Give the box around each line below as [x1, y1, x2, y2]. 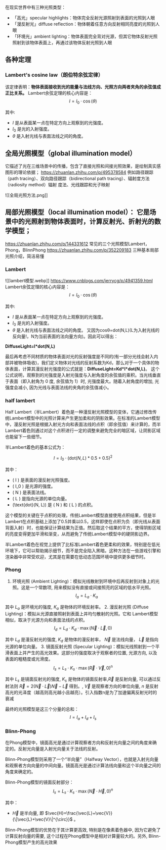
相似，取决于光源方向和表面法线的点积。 [5, 617, 87, 623]
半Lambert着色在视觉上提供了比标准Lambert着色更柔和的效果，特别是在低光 [5, 541, 161, 547]
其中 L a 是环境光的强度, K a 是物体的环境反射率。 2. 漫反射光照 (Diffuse [5, 604, 149, 611]
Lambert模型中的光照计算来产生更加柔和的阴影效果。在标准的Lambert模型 [9, 415, 161, 421]
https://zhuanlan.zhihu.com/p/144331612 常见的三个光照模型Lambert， [5, 241, 150, 247]
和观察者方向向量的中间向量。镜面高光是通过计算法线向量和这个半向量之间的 [5, 762, 161, 769]
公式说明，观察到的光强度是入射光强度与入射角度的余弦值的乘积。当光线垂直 [5, 372, 161, 378]
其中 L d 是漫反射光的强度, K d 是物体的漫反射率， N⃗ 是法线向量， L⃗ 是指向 [5, 637, 159, 644]
